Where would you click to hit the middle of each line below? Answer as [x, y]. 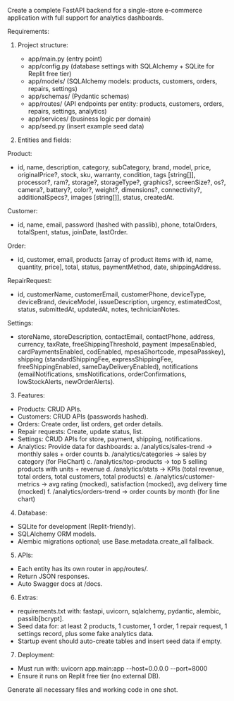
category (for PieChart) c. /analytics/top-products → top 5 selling [112, 461]
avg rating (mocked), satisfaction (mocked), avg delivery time [138, 484]
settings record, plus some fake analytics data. [85, 634]
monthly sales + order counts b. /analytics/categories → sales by [112, 454]
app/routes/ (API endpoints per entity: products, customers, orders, [126, 104]
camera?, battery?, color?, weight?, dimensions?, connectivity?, [110, 190]
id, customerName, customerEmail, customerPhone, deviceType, [112, 294]
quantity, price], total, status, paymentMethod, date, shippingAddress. [119, 267]
